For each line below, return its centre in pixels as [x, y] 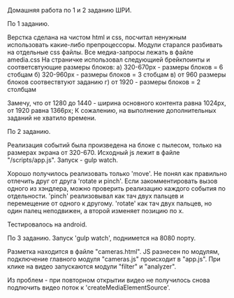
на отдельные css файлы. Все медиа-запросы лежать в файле [100, 52]
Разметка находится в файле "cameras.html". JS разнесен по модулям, [114, 251]
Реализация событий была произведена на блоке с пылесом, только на [115, 145]
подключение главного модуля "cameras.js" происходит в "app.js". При [114, 259]
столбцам [22, 89]
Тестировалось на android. [47, 224]
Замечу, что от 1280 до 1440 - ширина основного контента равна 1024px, [117, 103]
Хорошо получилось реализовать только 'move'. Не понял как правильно [117, 174]
